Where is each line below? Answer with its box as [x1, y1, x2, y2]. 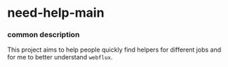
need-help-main [7, 5, 105, 21]
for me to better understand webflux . [7, 53, 114, 61]
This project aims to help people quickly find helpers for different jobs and [7, 45, 222, 54]
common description [7, 30, 80, 40]
